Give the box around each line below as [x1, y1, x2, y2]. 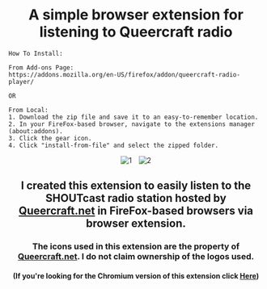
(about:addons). [8, 127, 63, 135]
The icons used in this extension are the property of [32, 241, 240, 252]
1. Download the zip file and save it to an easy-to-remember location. [8, 113, 259, 121]
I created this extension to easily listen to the [20, 179, 252, 193]
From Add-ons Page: [8, 63, 74, 72]
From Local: [8, 106, 49, 114]
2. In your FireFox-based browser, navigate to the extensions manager [8, 119, 255, 128]
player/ [8, 77, 35, 86]
